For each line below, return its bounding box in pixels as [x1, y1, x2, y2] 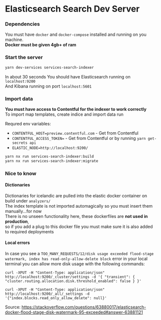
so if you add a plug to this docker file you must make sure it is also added [5, 224, 153, 229]
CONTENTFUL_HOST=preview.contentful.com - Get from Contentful [12, 130, 139, 136]
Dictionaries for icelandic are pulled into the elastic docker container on [5, 193, 147, 198]
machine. [5, 37, 24, 43]
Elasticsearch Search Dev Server [5, 3, 140, 15]
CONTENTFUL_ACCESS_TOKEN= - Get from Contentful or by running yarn [12, 135, 146, 141]
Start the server [5, 54, 43, 61]
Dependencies [5, 21, 40, 28]
